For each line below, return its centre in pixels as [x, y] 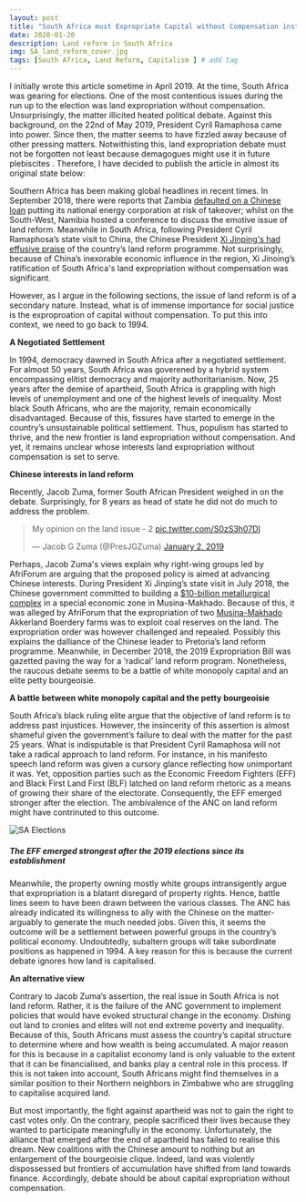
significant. [31, 278]
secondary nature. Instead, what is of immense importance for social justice [152, 305]
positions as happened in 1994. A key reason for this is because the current [151, 951]
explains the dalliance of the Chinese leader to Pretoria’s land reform [138, 642]
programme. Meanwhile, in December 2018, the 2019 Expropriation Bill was [150, 651]
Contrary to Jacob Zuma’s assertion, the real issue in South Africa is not [144, 996]
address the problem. [50, 511]
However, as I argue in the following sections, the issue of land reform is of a [153, 295]
